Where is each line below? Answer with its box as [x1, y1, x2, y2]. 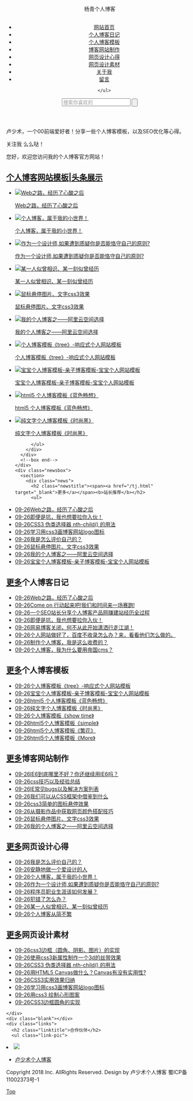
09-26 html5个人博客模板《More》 [14, 734, 96, 741]
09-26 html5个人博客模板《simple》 [14, 719, 99, 726]
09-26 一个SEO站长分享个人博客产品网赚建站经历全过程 [14, 609, 150, 616]
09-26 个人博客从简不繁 [14, 910, 72, 918]
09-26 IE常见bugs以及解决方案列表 [14, 785, 99, 793]
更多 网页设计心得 [6, 841, 69, 852]
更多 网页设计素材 [6, 930, 69, 940]
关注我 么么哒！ [6, 141, 45, 148]
